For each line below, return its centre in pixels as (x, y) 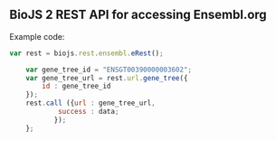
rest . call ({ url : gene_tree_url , (90, 103)
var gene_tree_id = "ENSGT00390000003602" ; (109, 70)
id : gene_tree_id (76, 86)
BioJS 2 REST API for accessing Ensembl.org (138, 15)
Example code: (37, 36)
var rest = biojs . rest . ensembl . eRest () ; (87, 53)
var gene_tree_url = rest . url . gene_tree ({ (107, 78)
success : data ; (88, 112)
